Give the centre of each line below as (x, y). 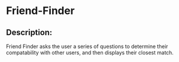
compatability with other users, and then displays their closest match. (90, 53)
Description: (29, 32)
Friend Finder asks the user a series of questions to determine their (87, 46)
